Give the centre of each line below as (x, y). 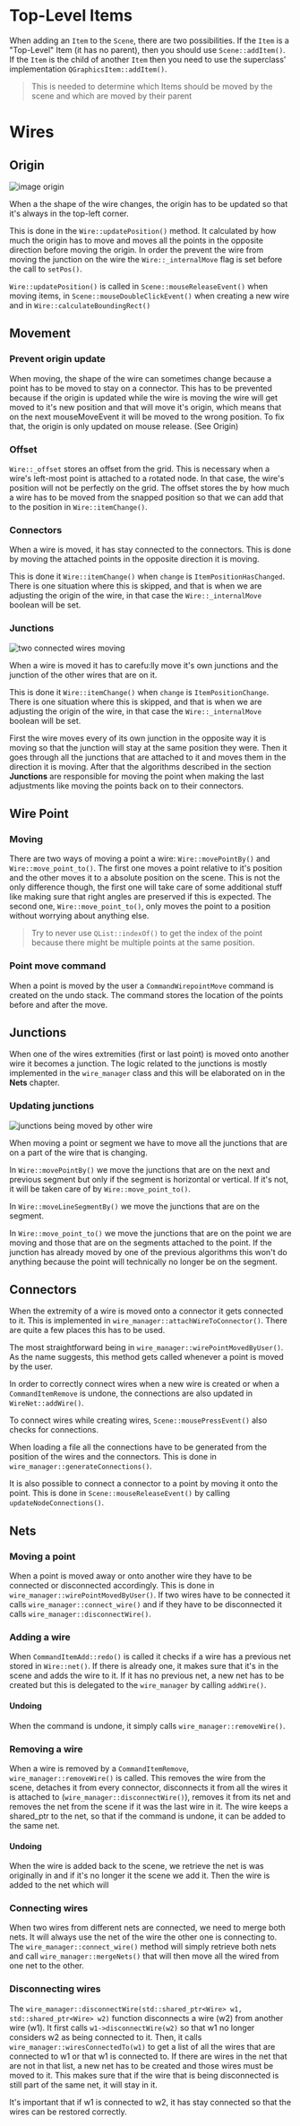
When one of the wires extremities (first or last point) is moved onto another (149, 1054)
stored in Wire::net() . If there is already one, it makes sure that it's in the (144, 1666)
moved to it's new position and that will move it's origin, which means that (146, 407)
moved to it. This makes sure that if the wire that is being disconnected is (144, 2075)
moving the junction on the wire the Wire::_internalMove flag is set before (146, 259)
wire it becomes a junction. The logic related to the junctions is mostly (138, 1063)
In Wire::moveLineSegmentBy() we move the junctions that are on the (134, 1206)
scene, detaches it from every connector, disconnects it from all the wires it (149, 1787)
